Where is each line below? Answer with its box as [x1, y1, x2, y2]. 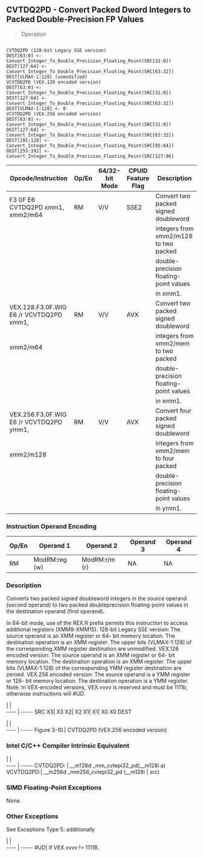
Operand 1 [39, 541, 71, 550]
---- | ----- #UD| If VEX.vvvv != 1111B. [6, 844, 100, 852]
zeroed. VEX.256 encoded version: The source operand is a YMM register [6, 671, 190, 678]
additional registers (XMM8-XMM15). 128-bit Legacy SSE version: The [6, 626, 181, 633]
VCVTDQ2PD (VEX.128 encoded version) [6, 79, 101, 85]
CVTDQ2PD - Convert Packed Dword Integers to [6, 5, 192, 15]
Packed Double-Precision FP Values [6, 15, 144, 25]
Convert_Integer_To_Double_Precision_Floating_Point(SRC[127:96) [6, 153, 174, 159]
